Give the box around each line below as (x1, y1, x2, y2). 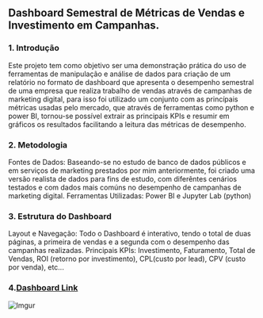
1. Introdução (8, 43, 59, 54)
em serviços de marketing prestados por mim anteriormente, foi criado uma (8, 166, 256, 175)
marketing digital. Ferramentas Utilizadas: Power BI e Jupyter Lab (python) (8, 190, 252, 201)
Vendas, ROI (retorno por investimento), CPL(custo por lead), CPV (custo (8, 254, 246, 264)
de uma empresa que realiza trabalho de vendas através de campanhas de (8, 86, 253, 95)
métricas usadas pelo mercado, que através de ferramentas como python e (8, 102, 255, 112)
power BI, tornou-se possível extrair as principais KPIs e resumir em (8, 111, 230, 121)
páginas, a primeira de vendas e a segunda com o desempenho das (8, 237, 230, 247)
